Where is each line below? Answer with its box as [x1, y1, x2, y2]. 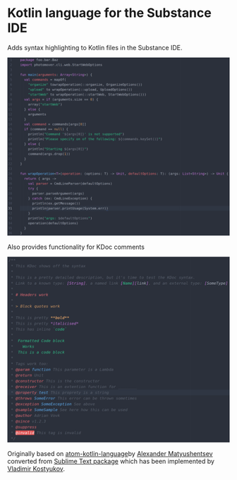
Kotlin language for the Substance [7, 5, 212, 21]
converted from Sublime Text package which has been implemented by [7, 457, 215, 465]
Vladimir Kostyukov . [7, 464, 66, 473]
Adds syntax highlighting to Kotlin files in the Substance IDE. [7, 43, 183, 52]
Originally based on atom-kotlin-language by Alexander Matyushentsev [7, 449, 213, 457]
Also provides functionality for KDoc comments [7, 242, 145, 251]
